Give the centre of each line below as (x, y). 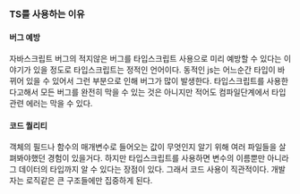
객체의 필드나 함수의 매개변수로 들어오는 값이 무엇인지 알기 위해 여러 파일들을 (143, 147)
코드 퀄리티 (28, 125)
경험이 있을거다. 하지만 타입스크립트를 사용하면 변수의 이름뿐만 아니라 (168, 158)
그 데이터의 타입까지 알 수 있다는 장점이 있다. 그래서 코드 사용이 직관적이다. (139, 169)
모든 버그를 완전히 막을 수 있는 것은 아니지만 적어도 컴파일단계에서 (155, 92)
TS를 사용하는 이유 (47, 13)
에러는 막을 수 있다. (59, 104)
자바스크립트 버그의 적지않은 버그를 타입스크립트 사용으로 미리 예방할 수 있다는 (146, 59)
